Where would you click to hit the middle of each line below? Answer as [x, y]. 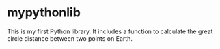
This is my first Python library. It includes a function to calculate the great [110, 31]
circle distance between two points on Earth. [70, 38]
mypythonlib [44, 13]
